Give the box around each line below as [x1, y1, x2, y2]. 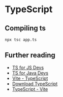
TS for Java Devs [12, 70, 49, 76]
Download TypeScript [12, 80, 58, 87]
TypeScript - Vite [12, 86, 48, 92]
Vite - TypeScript [12, 75, 48, 81]
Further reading [5, 51, 55, 59]
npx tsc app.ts [5, 37, 37, 42]
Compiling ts [5, 24, 46, 33]
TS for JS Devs [12, 64, 44, 71]
